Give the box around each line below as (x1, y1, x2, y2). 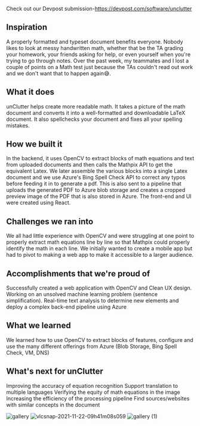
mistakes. (6, 122, 30, 129)
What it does (6, 87, 55, 97)
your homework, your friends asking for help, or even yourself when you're (6, 51, 191, 58)
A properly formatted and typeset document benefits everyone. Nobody (6, 38, 183, 45)
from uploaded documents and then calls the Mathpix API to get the (6, 161, 173, 169)
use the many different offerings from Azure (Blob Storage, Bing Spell (6, 343, 177, 350)
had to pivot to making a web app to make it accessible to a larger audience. (6, 251, 194, 259)
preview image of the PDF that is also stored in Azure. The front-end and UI (6, 193, 192, 200)
